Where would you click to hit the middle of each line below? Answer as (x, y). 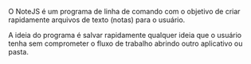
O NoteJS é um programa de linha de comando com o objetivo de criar (124, 11)
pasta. (19, 52)
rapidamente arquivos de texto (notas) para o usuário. (97, 20)
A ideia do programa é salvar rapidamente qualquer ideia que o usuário (125, 35)
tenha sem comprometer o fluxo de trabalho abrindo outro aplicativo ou (125, 43)
